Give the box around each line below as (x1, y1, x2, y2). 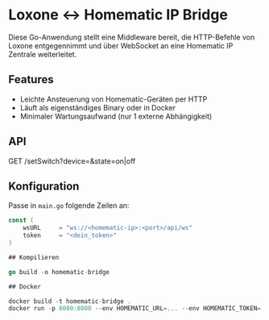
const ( (8, 216, 35, 225)
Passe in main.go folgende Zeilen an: (8, 201, 130, 210)
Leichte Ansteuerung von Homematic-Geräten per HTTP (19, 94, 208, 104)
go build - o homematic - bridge (8, 268, 110, 276)
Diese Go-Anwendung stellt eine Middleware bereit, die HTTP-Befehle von (8, 32, 255, 42)
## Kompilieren (8, 253, 60, 261)
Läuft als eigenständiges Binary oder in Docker (19, 102, 176, 112)
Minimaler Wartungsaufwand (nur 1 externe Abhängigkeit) (19, 111, 213, 121)
